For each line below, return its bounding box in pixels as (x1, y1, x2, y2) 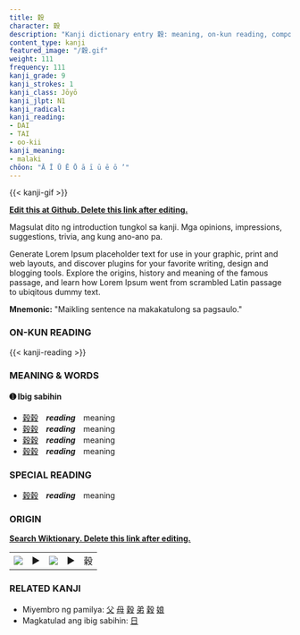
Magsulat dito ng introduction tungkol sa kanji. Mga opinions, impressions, (9, 222, 283, 233)
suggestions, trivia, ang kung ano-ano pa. (9, 232, 163, 242)
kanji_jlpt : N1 (9, 96, 66, 106)
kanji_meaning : (9, 146, 66, 155)
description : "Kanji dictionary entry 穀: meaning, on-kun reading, (9, 30, 268, 38)
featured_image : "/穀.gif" (9, 47, 109, 55)
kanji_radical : (9, 105, 66, 114)
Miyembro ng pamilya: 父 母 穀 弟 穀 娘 (21, 604, 165, 614)
